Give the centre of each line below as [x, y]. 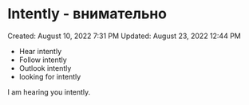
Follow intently [43, 60]
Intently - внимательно [87, 14]
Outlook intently [45, 68]
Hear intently [40, 51]
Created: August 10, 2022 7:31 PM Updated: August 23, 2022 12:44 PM [124, 36]
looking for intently [50, 76]
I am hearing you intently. [49, 91]
